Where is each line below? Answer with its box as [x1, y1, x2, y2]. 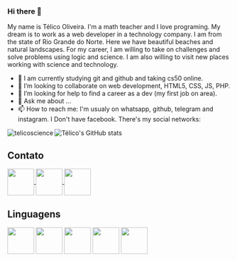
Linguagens [7, 208, 61, 220]
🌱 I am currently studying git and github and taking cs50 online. [17, 74, 204, 82]
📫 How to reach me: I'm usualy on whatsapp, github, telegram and [17, 105, 214, 113]
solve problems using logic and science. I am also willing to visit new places [7, 53, 229, 61]
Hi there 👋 [7, 6, 43, 16]
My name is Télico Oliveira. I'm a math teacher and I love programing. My [7, 23, 221, 31]
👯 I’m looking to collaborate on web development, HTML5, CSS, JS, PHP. [17, 82, 231, 90]
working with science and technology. [7, 60, 118, 69]
